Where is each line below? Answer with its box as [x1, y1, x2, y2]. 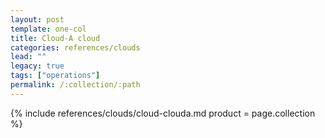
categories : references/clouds [10, 42, 141, 53]
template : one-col [10, 24, 87, 34]
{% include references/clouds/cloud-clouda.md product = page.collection [10, 107, 316, 119]
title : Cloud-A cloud [10, 33, 101, 43]
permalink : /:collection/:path [10, 80, 141, 90]
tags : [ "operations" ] [10, 71, 101, 81]
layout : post [10, 14, 65, 25]
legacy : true [10, 61, 65, 71]
